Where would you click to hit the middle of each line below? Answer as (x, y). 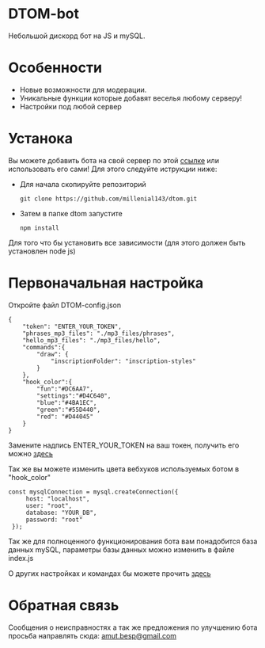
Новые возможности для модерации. (83, 90)
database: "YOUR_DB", (61, 513)
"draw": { (53, 354)
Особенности (55, 68)
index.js (21, 558)
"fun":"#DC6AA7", (65, 389)
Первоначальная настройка (106, 283)
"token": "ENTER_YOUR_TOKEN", (72, 326)
